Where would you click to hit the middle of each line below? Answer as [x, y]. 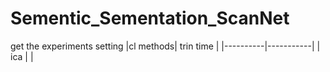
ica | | [22, 56]
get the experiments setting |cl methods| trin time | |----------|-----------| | [165, 46]
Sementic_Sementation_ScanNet [150, 18]
